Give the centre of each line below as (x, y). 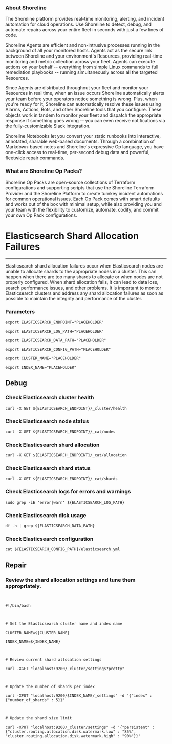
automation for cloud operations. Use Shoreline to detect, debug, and (79, 24)
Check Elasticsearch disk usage (46, 515)
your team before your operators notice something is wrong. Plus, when (81, 99)
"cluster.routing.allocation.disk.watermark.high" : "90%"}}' (73, 736)
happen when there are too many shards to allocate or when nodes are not (84, 277)
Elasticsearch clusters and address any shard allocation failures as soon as (84, 293)
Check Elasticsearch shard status (48, 468)
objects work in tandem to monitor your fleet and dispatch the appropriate (83, 115)
